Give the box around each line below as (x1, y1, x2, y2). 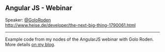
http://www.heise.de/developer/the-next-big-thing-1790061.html (5, 22, 136, 28)
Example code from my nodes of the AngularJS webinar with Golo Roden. (5, 36, 154, 42)
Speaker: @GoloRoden (5, 17, 51, 23)
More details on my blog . (5, 41, 55, 47)
